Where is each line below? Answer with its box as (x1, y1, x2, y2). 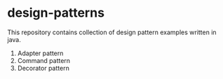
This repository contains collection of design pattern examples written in (7, 28, 217, 36)
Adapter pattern (17, 49, 64, 57)
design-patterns (7, 5, 105, 21)
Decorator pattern (17, 64, 70, 72)
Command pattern (17, 56, 71, 64)
